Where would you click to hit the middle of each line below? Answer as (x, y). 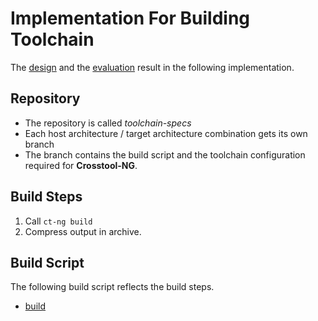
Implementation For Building (130, 18)
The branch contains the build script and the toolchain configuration (165, 154)
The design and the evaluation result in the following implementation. (152, 67)
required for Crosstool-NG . (81, 165)
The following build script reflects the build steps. (112, 287)
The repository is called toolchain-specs (108, 123)
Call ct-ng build (58, 221)
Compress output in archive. (83, 231)
